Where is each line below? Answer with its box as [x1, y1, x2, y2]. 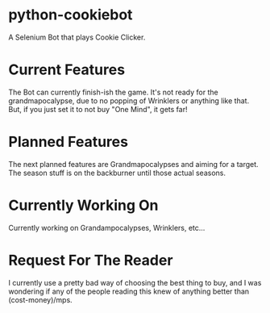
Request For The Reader [8, 251, 173, 269]
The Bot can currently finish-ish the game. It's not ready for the [8, 87, 219, 97]
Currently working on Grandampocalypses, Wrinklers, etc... [8, 223, 206, 232]
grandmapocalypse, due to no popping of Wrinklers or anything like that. [8, 95, 250, 106]
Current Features [8, 61, 126, 79]
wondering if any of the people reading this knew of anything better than [8, 286, 250, 296]
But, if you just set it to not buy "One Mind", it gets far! [8, 104, 188, 114]
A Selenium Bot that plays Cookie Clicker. [8, 32, 146, 42]
